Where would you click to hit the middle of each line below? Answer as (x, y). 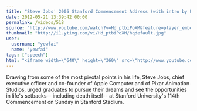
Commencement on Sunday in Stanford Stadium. (65, 102)
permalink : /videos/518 (35, 22)
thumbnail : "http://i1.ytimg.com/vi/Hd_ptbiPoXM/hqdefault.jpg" (86, 33)
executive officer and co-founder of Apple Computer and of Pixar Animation (98, 83)
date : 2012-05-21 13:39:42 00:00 (47, 17)
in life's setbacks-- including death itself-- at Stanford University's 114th (93, 96)
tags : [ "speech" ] (27, 55)
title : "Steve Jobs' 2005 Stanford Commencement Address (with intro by (97, 11)
